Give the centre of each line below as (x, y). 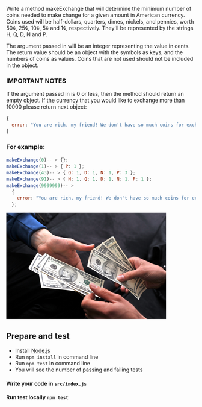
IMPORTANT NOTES (36, 81)
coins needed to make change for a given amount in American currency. (96, 15)
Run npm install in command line (57, 357)
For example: (26, 147)
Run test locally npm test (38, 397)
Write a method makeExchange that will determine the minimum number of (99, 9)
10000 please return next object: (47, 107)
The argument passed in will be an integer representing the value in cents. (98, 46)
